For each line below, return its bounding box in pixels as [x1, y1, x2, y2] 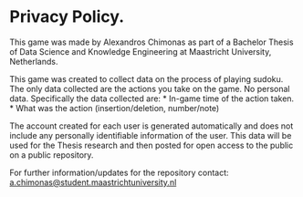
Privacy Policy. [9, 6, 125, 27]
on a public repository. [9, 149, 94, 161]
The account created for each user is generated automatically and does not [9, 120, 294, 131]
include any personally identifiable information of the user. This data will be [9, 130, 292, 140]
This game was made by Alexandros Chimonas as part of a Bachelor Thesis [9, 36, 294, 47]
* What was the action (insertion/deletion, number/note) [9, 102, 220, 113]
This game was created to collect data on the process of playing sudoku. [9, 73, 284, 84]
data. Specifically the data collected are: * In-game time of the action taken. [9, 93, 295, 104]
